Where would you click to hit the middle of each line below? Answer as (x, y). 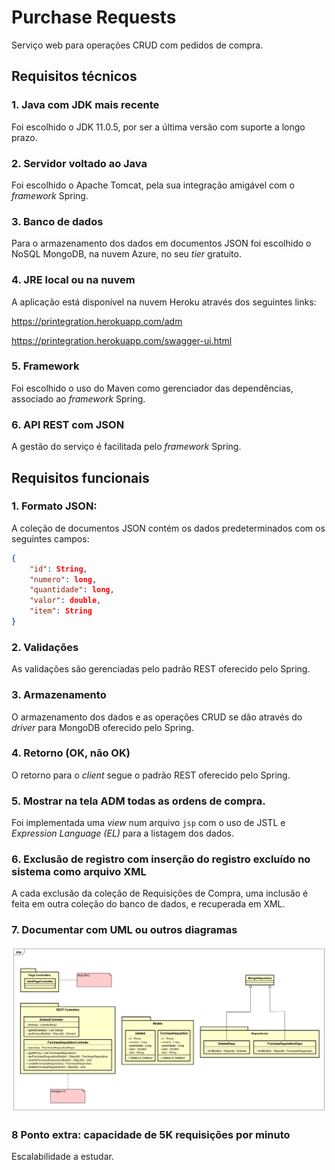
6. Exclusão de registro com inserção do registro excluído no (161, 859)
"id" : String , (58, 569)
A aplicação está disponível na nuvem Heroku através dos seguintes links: (164, 302)
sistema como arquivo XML (79, 872)
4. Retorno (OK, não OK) (71, 753)
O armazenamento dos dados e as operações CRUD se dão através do (157, 717)
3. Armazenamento (59, 695)
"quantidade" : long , (72, 590)
